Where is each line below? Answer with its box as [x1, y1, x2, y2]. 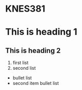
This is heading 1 [5, 26, 77, 38]
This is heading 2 [5, 46, 61, 55]
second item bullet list [12, 80, 59, 86]
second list [12, 65, 36, 71]
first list [12, 60, 29, 66]
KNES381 [5, 3, 46, 15]
